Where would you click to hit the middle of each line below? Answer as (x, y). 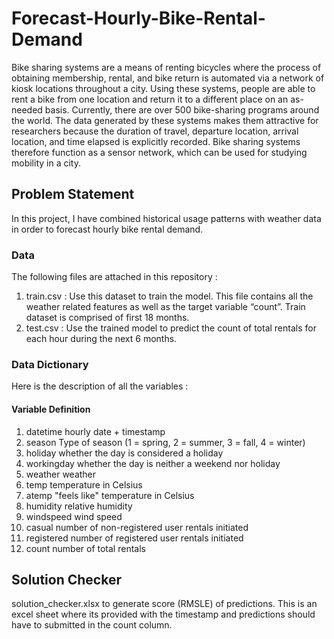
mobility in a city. (46, 163)
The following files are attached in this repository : (114, 277)
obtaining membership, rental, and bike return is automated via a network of (168, 78)
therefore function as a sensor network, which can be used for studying (159, 152)
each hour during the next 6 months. (101, 339)
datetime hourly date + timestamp (95, 431)
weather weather (61, 474)
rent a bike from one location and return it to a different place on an (150, 99)
